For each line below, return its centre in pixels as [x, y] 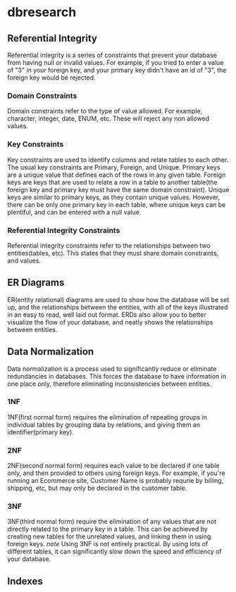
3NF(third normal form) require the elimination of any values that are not [112, 522]
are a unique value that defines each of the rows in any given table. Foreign [117, 175]
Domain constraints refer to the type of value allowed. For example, [105, 111]
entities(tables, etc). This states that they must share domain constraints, [113, 253]
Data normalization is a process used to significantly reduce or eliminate [112, 369]
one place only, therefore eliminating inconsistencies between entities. [110, 384]
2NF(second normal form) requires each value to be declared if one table [113, 466]
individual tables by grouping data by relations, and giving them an [104, 424]
